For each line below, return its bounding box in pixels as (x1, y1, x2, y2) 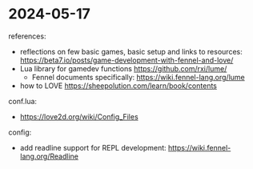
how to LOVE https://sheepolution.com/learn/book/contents (19, 81, 218, 91)
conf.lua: (8, 96, 38, 106)
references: (8, 31, 46, 41)
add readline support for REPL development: (19, 143, 167, 152)
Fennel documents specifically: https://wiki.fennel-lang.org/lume (31, 72, 246, 82)
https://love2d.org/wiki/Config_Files (19, 111, 139, 121)
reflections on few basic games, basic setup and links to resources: (19, 46, 243, 56)
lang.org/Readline (19, 151, 78, 161)
